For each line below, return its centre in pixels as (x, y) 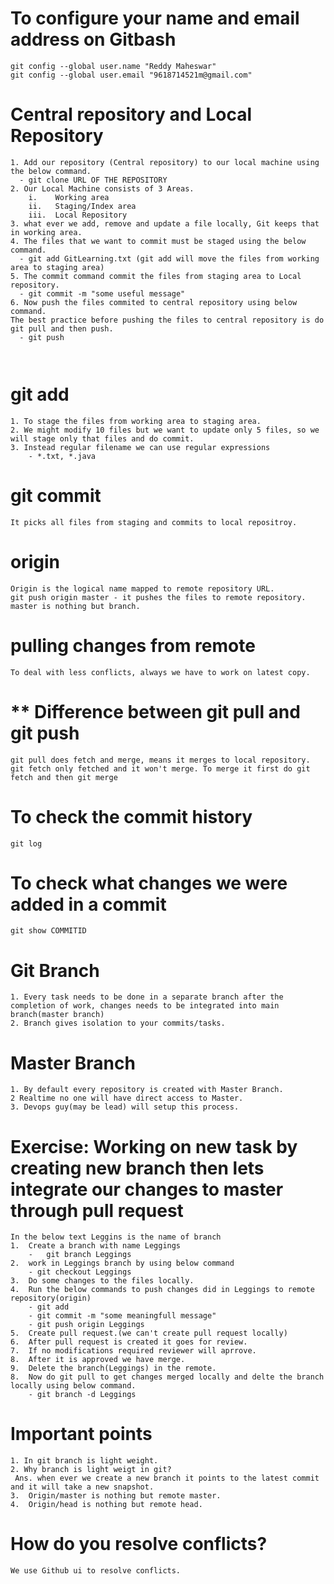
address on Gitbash (93, 39)
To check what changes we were (149, 883)
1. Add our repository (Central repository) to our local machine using (165, 162)
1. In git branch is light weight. (84, 1461)
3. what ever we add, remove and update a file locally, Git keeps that (165, 223)
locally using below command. (73, 1386)
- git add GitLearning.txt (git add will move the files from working (169, 258)
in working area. (46, 232)
